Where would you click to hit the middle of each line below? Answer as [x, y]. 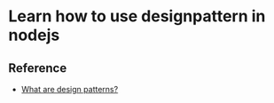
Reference [38, 68]
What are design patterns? [70, 89]
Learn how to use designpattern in [137, 16]
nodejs [34, 35]
